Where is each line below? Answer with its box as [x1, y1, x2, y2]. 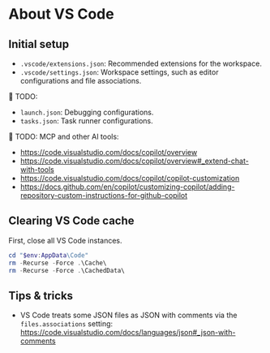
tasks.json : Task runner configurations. [19, 116, 153, 126]
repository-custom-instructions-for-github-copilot [19, 191, 188, 200]
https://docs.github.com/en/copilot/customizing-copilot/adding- [19, 182, 235, 192]
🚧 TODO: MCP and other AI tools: [8, 131, 119, 141]
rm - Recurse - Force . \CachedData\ [8, 266, 126, 274]
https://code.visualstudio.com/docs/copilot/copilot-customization [19, 174, 240, 183]
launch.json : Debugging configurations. [19, 107, 154, 117]
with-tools [19, 165, 54, 174]
